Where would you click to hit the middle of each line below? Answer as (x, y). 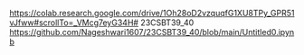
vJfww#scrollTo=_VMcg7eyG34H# (74, 23)
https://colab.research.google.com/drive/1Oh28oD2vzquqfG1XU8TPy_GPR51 (152, 13)
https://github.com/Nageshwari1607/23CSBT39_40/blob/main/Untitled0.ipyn (152, 32)
